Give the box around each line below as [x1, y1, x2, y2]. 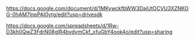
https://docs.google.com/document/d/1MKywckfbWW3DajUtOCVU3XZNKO [6, 5, 189, 12]
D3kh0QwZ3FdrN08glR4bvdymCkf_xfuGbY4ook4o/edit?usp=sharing [6, 28, 173, 35]
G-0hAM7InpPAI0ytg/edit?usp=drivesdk [6, 11, 103, 18]
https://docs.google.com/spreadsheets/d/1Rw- [6, 23, 119, 29]
